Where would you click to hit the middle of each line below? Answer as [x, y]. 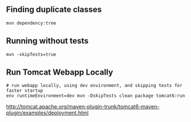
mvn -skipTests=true [31, 54]
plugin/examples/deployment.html [48, 113]
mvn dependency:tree [31, 23]
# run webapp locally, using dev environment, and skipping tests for [94, 86]
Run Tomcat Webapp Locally [60, 72]
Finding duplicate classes [54, 10]
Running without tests [48, 41]
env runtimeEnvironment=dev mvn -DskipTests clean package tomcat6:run [95, 96]
